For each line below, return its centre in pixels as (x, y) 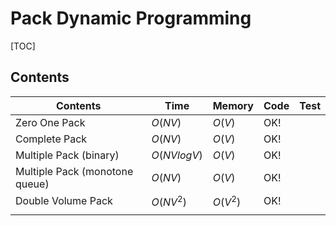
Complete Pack (51, 139)
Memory (233, 105)
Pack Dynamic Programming (131, 18)
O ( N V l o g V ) (177, 155)
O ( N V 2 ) (169, 201)
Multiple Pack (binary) (67, 155)
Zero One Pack (50, 122)
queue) (32, 184)
